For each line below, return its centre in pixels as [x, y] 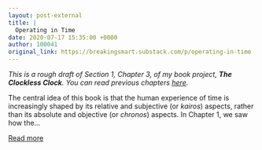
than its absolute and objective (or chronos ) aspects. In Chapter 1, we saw [128, 114]
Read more [26, 138]
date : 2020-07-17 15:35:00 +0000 [63, 37]
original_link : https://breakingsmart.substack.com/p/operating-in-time [130, 52]
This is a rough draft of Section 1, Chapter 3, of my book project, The [120, 74]
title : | [22, 23]
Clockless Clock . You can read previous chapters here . [98, 82]
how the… [24, 123]
